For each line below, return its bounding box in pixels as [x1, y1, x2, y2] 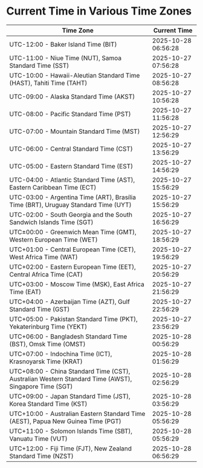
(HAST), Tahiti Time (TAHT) [9, 79, 88, 87]
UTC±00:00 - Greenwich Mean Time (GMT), [9, 228, 137, 236]
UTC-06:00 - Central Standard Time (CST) [9, 144, 133, 153]
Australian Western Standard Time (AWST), [9, 374, 132, 383]
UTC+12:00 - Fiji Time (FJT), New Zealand [9, 444, 132, 452]
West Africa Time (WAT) [9, 252, 79, 261]
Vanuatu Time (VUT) [9, 434, 68, 443]
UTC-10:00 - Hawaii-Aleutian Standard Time [9, 71, 140, 79]
